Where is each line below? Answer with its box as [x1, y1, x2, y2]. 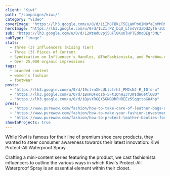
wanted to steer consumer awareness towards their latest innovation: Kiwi [5, 139, 159, 145]
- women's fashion [10, 73, 49, 78]
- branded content [10, 69, 49, 74]
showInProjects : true [5, 120, 51, 125]
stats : [5, 40, 19, 45]
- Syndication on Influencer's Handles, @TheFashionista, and [10, 54, 144, 60]
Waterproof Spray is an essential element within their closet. [5, 165, 131, 171]
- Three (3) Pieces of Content [10, 49, 76, 54]
